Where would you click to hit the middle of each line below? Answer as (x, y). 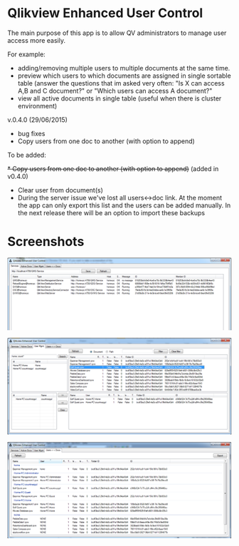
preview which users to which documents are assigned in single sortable (124, 76)
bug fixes (31, 133)
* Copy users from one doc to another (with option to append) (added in (113, 168)
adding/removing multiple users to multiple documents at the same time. (124, 68)
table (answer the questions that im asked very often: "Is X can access (121, 83)
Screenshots (46, 242)
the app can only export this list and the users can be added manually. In (124, 205)
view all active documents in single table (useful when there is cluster (119, 98)
